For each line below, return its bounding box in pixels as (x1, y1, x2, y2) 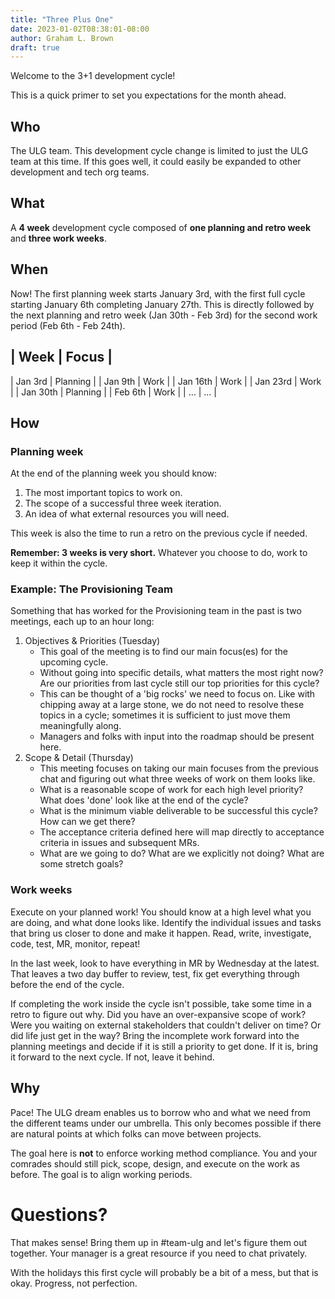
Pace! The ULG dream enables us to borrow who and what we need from (10, 1106, 311, 1118)
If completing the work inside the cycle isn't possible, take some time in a (10, 997, 312, 1010)
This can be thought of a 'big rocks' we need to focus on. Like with (39, 688, 316, 700)
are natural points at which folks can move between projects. (10, 1127, 262, 1140)
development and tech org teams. (10, 166, 150, 178)
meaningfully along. (39, 720, 122, 732)
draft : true (10, 42, 60, 53)
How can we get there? (39, 816, 136, 828)
